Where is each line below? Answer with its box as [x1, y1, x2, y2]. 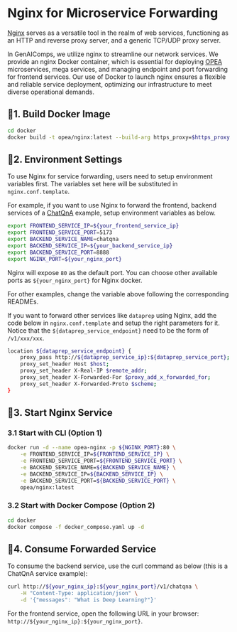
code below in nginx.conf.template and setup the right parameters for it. [7, 318, 220, 327]
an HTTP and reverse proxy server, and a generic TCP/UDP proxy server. [7, 36, 221, 44]
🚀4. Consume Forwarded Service [7, 542, 157, 555]
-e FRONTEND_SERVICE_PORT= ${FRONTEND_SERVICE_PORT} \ [20, 457, 182, 465]
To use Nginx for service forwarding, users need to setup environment [7, 172, 213, 181]
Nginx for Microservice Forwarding [7, 5, 219, 21]
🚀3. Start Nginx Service [7, 407, 114, 419]
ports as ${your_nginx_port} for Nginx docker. [7, 276, 143, 284]
